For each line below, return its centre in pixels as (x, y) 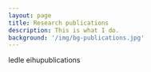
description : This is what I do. (64, 30)
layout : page (30, 15)
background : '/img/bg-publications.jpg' (77, 38)
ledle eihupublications (44, 60)
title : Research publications (59, 23)
